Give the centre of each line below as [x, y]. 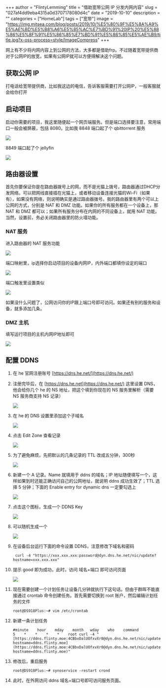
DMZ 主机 [17, 323]
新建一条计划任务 [30, 621]
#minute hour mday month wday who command [76, 630]
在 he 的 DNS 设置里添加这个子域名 [48, 416]
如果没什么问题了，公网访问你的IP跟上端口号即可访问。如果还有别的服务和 [81, 302]
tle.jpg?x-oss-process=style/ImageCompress [52, 40]
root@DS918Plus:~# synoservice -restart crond [61, 671]
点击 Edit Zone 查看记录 [37, 435]
